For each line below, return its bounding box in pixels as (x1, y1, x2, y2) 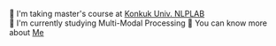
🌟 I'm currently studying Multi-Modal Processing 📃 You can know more (9, 18, 268, 28)
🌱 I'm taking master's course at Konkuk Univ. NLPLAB (9, 9, 205, 19)
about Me (9, 27, 44, 37)
